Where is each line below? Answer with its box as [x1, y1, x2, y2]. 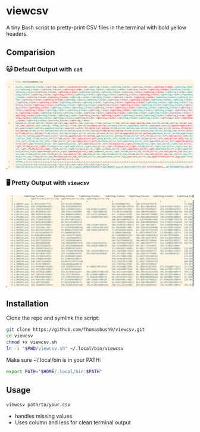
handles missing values [14, 412, 73, 420]
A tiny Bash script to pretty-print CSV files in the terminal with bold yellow [6, 24, 186, 31]
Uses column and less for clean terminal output [14, 418, 131, 426]
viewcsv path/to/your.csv [6, 402, 70, 408]
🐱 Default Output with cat [6, 65, 83, 74]
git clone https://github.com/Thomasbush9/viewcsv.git [6, 327, 145, 333]
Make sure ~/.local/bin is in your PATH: [6, 356, 101, 364]
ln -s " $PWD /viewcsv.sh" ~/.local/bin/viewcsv [6, 346, 124, 352]
